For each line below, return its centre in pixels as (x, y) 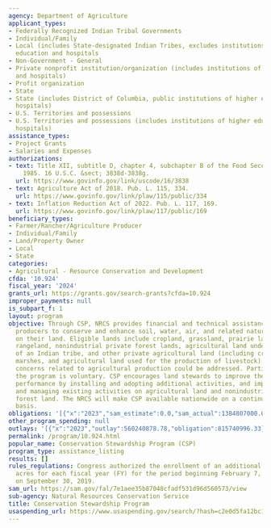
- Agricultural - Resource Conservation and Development (106, 271)
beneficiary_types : (41, 219)
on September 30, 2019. (55, 481)
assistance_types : (39, 136)
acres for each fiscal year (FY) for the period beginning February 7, (139, 474)
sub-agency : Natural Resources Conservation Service (99, 496)
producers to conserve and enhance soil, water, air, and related (129, 331)
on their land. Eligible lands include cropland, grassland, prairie (135, 339)
